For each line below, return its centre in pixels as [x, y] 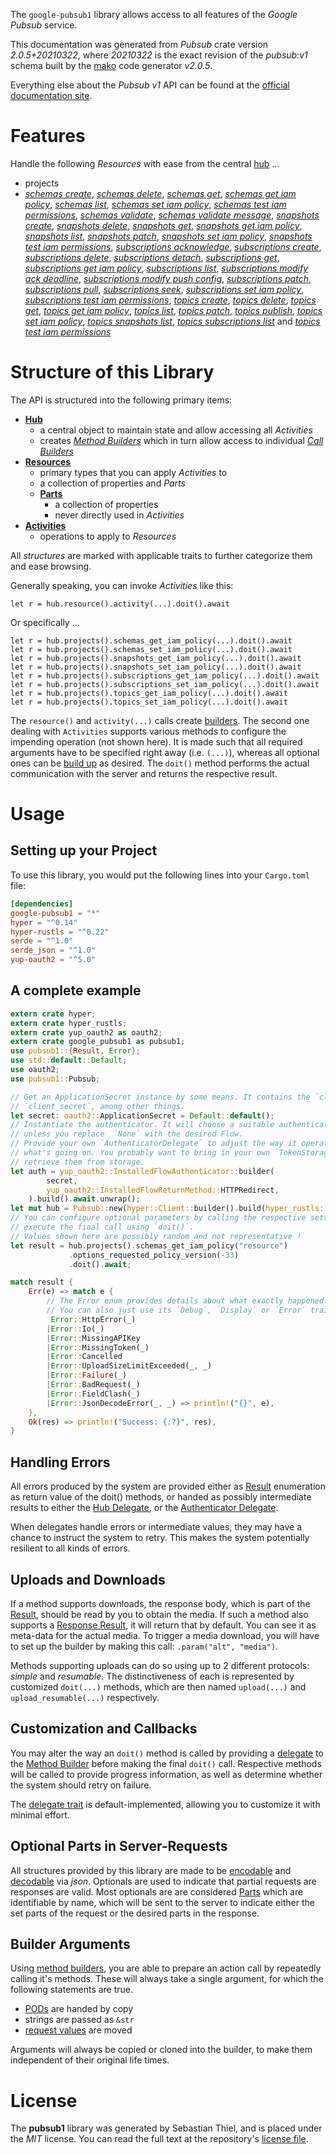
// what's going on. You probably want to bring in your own [140, 1153]
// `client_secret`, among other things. [98, 1106]
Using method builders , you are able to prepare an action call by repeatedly [166, 1968]
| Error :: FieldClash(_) [93, 1394]
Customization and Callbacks [104, 1729]
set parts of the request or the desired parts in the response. [135, 1913]
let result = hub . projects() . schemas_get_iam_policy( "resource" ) [149, 1245]
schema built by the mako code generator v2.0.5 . [111, 65]
